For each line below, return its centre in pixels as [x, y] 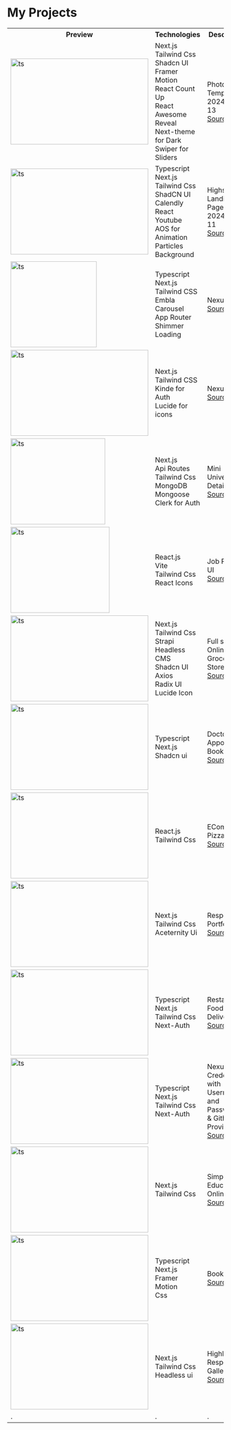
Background [175, 254]
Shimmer [169, 326]
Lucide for [172, 406]
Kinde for [170, 388]
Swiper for [172, 148]
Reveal [166, 123]
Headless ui [174, 1375]
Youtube [168, 220]
